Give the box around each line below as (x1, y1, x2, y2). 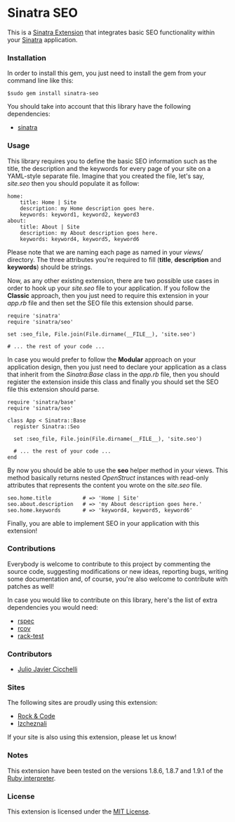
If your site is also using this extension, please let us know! (7, 733, 177, 741)
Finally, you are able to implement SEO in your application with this (7, 519, 200, 527)
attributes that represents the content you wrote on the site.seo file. (7, 481, 202, 489)
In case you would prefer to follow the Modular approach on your (7, 355, 196, 364)
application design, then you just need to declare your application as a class (7, 362, 227, 371)
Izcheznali (17, 720, 47, 728)
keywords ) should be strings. (7, 263, 93, 271)
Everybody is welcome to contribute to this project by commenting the (7, 559, 211, 568)
